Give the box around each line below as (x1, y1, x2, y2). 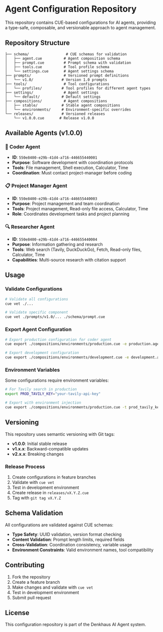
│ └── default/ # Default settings (5, 94, 101, 99)
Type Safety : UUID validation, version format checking (12, 531, 122, 537)
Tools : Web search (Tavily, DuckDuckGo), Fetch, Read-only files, (12, 247, 142, 253)
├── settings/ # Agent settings (5, 90, 98, 95)
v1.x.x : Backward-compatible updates (12, 446, 89, 451)
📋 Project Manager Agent (5, 183, 67, 189)
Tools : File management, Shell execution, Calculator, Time (12, 165, 129, 171)
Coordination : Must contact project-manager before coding (12, 170, 132, 176)
